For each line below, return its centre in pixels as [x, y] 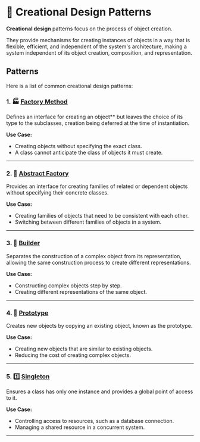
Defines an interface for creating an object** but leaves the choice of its [95, 117]
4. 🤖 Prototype [27, 313]
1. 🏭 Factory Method [37, 102]
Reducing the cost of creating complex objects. [73, 355]
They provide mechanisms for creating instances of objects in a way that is [98, 40]
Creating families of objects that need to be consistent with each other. [102, 216]
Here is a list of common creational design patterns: [70, 86]
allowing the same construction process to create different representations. [99, 262]
